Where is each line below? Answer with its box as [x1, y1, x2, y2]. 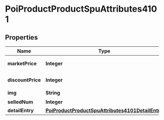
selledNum [7, 99, 33, 105]
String [45, 89, 60, 96]
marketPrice [7, 60, 37, 67]
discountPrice [7, 77, 41, 83]
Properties [5, 33, 38, 41]
